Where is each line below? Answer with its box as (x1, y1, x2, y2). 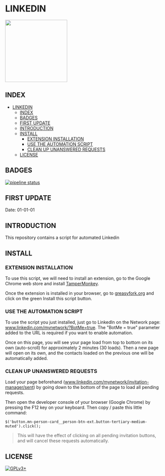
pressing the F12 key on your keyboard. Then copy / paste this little (5, 404, 142, 411)
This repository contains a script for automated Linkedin (5, 235, 120, 240)
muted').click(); (5, 424, 41, 429)
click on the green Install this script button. (5, 295, 93, 301)
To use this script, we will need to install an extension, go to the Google (5, 275, 151, 281)
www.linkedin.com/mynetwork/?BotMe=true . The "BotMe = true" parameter (5, 325, 160, 331)
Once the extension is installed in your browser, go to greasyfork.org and (5, 290, 154, 296)
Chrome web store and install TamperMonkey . (5, 280, 99, 286)
